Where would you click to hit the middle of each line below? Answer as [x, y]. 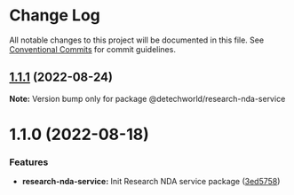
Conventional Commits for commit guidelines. [92, 49]
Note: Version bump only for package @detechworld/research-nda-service [147, 98]
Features [29, 162]
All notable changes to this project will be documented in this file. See [137, 40]
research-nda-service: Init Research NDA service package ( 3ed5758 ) [151, 182]
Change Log [55, 16]
